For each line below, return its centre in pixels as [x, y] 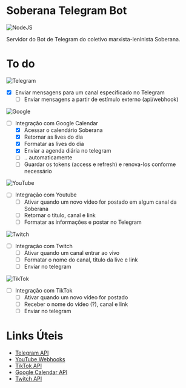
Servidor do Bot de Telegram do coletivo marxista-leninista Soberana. [93, 39]
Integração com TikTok [44, 290]
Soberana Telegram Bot [67, 11]
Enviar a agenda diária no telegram [68, 151]
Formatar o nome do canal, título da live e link [81, 260]
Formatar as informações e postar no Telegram [83, 222]
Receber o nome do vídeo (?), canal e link [76, 304]
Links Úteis [35, 336]
